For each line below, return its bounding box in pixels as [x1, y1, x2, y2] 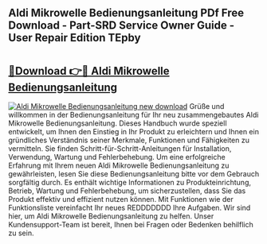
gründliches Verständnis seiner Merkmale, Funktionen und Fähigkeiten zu [8, 135, 249, 145]
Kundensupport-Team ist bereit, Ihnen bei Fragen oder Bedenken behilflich [8, 220, 253, 229]
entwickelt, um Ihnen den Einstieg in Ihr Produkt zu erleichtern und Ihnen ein [8, 127, 259, 136]
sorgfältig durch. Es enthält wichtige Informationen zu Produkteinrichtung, [8, 178, 252, 187]
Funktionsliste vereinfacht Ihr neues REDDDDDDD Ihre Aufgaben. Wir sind [8, 203, 251, 212]
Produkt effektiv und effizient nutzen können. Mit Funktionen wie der [8, 195, 234, 203]
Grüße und [189, 102, 225, 110]
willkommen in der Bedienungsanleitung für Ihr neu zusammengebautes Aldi [8, 110, 259, 119]
